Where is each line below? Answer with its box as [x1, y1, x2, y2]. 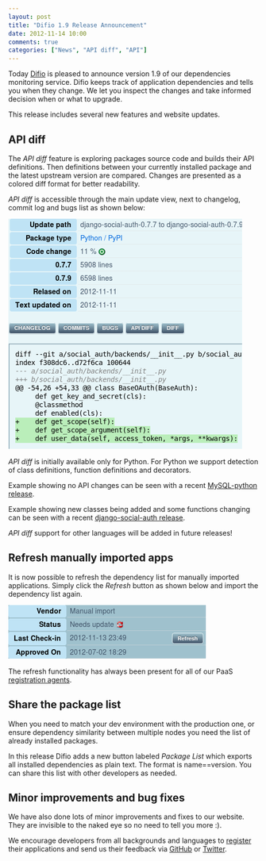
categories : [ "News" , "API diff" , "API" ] [8, 46, 148, 55]
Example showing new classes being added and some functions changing [8, 504, 251, 513]
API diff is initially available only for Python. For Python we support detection [8, 456, 259, 466]
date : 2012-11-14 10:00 [8, 29, 87, 37]
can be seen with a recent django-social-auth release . [8, 513, 186, 522]
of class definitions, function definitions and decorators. [8, 465, 192, 475]
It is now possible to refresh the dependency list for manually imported [8, 572, 240, 582]
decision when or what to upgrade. [8, 94, 123, 104]
